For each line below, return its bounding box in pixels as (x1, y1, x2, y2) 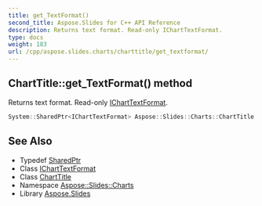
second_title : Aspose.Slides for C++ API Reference (8, 19, 180, 27)
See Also (8, 135, 53, 148)
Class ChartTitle (19, 172, 72, 181)
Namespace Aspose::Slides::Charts (19, 180, 134, 190)
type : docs (8, 33, 44, 42)
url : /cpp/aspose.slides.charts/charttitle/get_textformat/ (8, 48, 209, 56)
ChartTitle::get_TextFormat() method (8, 77, 193, 90)
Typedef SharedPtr (19, 155, 82, 164)
